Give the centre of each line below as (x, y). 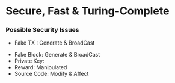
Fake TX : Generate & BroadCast (54, 43)
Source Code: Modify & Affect (51, 74)
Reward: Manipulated (41, 67)
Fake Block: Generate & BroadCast (57, 55)
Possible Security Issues (42, 30)
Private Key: (29, 61)
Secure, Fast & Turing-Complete (87, 11)
